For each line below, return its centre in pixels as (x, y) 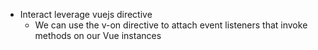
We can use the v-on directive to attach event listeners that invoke (171, 25)
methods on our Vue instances (98, 35)
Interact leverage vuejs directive (86, 14)
